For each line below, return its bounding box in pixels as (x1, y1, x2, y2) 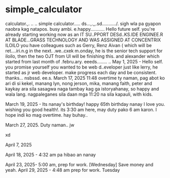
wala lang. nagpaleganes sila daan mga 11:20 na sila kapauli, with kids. (5, 91, 153, 97)
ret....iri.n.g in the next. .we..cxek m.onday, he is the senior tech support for (5, 48, 163, 54)
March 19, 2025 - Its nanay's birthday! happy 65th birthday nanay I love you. (5, 101, 165, 107)
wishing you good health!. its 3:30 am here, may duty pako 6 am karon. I (5, 106, 157, 113)
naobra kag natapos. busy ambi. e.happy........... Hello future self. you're (5, 26, 155, 32)
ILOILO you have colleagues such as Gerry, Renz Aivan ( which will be (5, 42, 152, 48)
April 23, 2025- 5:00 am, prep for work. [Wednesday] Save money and (5, 161, 154, 167)
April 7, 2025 (5, 142, 32, 148)
